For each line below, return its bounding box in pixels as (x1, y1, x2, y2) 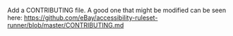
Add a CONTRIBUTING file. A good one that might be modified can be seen (7, 6, 227, 14)
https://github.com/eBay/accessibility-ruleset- (23, 13, 158, 22)
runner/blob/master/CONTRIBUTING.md (7, 21, 124, 29)
